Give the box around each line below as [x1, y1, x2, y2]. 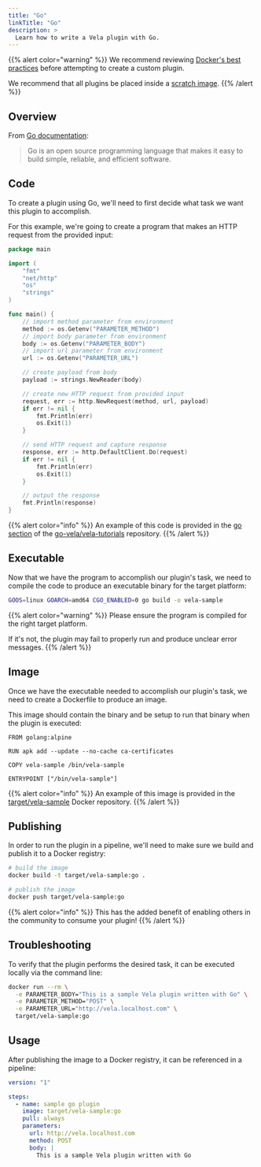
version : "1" [8, 1078, 51, 1087]
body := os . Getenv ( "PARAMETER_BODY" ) [22, 339, 146, 347]
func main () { [8, 310, 55, 318]
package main [8, 245, 51, 253]
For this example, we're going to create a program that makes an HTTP [8, 221, 238, 231]
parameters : [22, 1122, 61, 1130]
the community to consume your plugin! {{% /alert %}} [8, 915, 186, 925]
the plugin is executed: [8, 718, 82, 728]
